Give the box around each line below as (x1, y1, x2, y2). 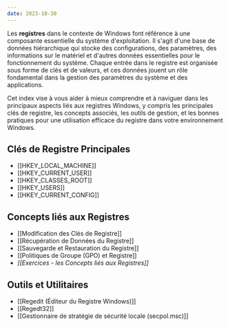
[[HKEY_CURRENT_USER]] (17, 169, 92, 177)
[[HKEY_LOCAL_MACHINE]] (17, 162, 96, 170)
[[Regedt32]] (17, 305, 54, 313)
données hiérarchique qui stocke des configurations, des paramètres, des (7, 44, 217, 52)
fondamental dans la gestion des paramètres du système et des (7, 73, 188, 82)
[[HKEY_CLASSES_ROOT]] (17, 176, 92, 185)
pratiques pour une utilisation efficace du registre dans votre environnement (7, 115, 224, 124)
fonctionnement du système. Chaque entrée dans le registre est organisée (7, 58, 218, 66)
